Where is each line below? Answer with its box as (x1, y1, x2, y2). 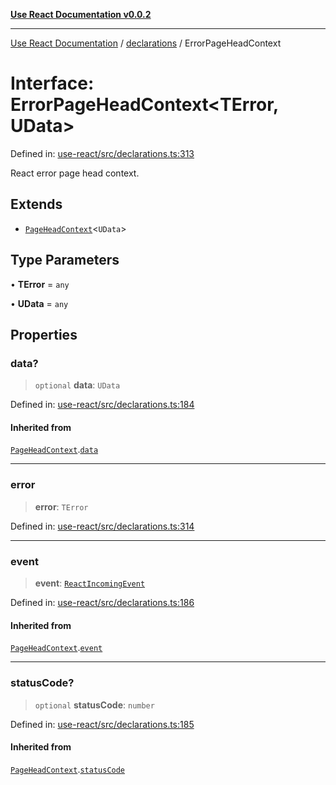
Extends (10, 196, 63, 213)
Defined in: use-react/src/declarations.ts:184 (10, 399, 195, 411)
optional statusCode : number (34, 699, 155, 711)
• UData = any (10, 297, 69, 309)
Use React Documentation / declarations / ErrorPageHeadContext (10, 37, 282, 49)
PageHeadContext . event (10, 642, 103, 654)
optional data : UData (34, 379, 121, 391)
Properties (10, 326, 78, 343)
